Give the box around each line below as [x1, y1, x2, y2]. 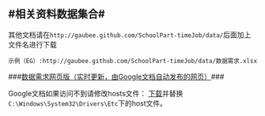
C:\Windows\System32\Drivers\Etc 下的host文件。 [8, 98, 168, 108]
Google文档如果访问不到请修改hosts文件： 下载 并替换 [8, 88, 184, 98]
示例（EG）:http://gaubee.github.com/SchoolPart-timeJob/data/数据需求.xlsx [8, 57, 258, 65]
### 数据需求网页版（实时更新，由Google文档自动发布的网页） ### [8, 72, 225, 81]
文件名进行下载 [8, 39, 57, 49]
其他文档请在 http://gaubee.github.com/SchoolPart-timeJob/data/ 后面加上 [8, 30, 252, 39]
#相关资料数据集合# [8, 7, 105, 21]
